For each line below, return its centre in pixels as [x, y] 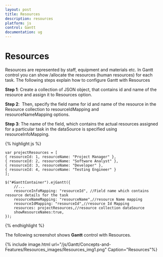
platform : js [18, 23]
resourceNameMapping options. [37, 114]
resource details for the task [37, 195]
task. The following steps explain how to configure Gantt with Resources [78, 80]
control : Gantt [20, 28]
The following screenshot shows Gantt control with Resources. [68, 235]
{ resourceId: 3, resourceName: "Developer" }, [54, 165]
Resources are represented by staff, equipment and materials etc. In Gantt [79, 70]
